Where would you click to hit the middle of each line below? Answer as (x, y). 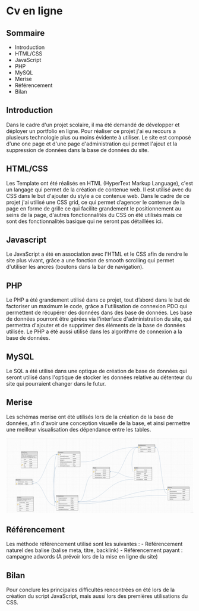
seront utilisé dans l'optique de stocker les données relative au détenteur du (99, 377)
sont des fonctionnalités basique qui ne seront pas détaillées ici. (85, 221)
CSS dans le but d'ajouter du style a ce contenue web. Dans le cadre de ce (98, 196)
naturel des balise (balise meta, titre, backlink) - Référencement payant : (94, 550)
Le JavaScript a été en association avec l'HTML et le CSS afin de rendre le (97, 254)
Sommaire (26, 33)
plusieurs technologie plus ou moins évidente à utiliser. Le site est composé (99, 137)
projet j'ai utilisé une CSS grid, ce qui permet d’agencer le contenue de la (96, 202)
